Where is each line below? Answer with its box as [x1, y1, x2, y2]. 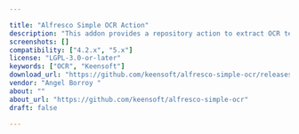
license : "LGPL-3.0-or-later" [9, 54, 122, 63]
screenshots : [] [9, 37, 69, 46]
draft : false [9, 103, 58, 112]
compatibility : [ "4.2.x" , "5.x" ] [9, 45, 133, 54]
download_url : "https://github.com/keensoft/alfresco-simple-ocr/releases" [9, 70, 296, 80]
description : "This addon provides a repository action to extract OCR [9, 28, 280, 38]
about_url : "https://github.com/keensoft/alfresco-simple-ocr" [9, 95, 249, 104]
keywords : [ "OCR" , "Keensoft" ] [9, 62, 125, 71]
